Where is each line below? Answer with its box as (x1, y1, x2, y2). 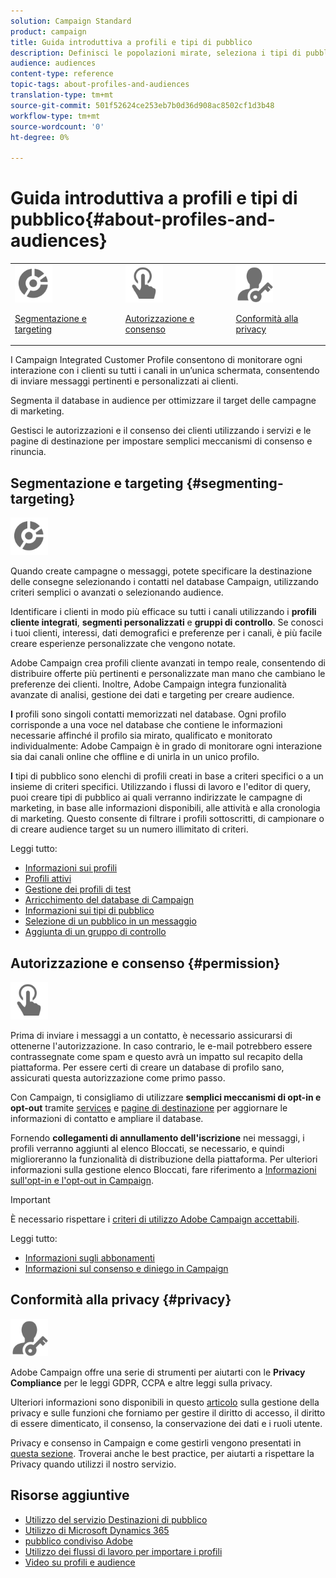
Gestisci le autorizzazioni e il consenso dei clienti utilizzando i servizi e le (10, 425, 312, 437)
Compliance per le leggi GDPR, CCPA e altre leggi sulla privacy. (10, 1376, 273, 1389)
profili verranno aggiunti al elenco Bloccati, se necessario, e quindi (10, 1142, 285, 1154)
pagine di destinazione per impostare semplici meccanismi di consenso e (10, 435, 313, 447)
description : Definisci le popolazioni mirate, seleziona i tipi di (10, 48, 302, 58)
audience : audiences (10, 58, 97, 69)
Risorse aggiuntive (10, 1487, 130, 1504)
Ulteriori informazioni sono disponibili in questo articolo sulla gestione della (10, 1396, 320, 1408)
